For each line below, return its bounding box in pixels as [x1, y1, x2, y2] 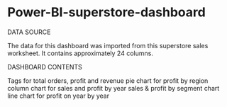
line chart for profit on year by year [7, 91, 110, 100]
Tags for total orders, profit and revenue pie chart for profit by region [7, 76, 209, 85]
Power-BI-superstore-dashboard [7, 4, 206, 21]
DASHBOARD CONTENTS [7, 62, 83, 71]
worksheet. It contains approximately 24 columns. [7, 49, 154, 57]
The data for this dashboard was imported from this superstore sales [7, 41, 209, 50]
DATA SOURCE [7, 28, 51, 36]
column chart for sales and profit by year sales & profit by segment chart [7, 84, 220, 92]
